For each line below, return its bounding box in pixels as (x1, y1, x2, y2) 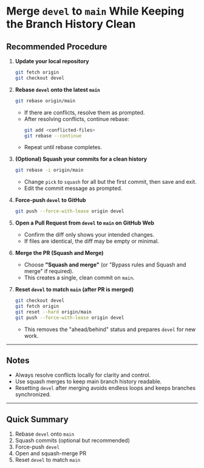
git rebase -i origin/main (15, 167, 84, 173)
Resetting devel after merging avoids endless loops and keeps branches (15, 385, 196, 392)
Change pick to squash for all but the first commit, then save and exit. (24, 178, 197, 186)
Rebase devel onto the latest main (15, 86, 100, 93)
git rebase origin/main (15, 97, 76, 104)
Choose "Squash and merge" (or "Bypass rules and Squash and (24, 261, 186, 268)
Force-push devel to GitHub (15, 197, 86, 204)
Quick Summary (6, 414, 69, 424)
